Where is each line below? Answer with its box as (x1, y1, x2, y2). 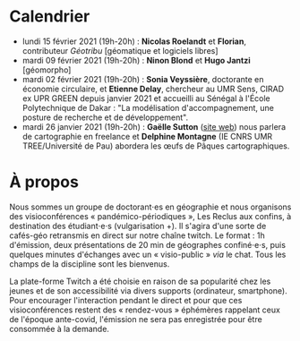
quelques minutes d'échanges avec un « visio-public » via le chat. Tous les (9, 249, 287, 260)
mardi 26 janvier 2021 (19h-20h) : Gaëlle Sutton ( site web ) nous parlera (21, 121, 287, 132)
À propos (9, 172, 79, 192)
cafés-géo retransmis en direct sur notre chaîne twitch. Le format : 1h (9, 230, 266, 241)
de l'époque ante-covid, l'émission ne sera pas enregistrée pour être (9, 313, 262, 324)
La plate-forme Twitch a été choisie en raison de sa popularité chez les (9, 276, 271, 286)
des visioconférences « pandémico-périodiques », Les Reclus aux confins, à (9, 210, 292, 221)
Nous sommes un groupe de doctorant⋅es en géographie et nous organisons (9, 201, 292, 212)
